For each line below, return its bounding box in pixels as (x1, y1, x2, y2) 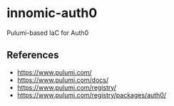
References (6, 49, 59, 61)
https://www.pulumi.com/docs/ (16, 75, 108, 84)
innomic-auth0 (6, 5, 98, 21)
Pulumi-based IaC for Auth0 (6, 28, 89, 37)
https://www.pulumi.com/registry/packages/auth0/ (16, 90, 167, 99)
